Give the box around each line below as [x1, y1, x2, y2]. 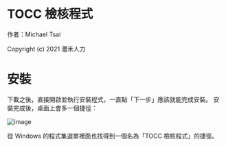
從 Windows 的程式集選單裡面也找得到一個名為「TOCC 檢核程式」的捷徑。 [7, 132, 218, 140]
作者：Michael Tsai [7, 30, 61, 38]
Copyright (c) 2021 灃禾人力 [7, 45, 86, 53]
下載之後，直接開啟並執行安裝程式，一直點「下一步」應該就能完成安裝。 [7, 95, 212, 104]
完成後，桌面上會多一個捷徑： [12, 104, 98, 112]
